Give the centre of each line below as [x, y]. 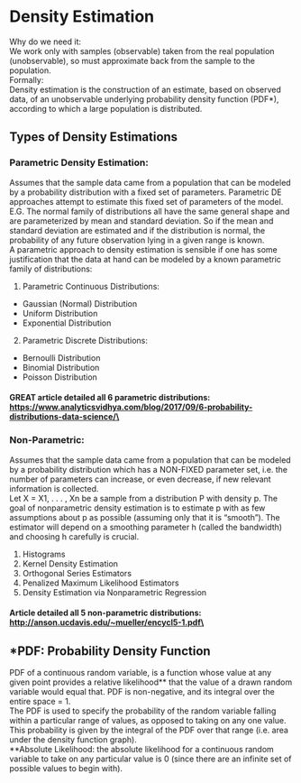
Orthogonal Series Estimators [77, 573]
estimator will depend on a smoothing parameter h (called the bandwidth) [146, 527]
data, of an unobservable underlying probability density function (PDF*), [144, 99]
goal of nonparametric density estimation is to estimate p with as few [137, 508]
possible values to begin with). [66, 768]
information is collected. [54, 488]
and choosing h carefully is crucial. [74, 536]
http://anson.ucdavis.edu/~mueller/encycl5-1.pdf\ [107, 622]
